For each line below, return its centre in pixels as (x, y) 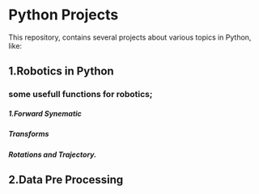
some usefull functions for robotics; (81, 95)
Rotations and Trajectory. (53, 154)
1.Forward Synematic (45, 113)
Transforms (29, 134)
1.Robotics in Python (62, 72)
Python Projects (64, 15)
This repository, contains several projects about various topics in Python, (130, 37)
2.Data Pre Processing (66, 179)
